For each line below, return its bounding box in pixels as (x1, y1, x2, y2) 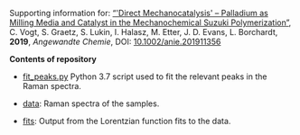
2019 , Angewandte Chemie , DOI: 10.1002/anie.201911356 (9, 36, 221, 47)
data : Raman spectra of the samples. (22, 98, 160, 109)
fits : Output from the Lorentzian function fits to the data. (22, 116, 231, 126)
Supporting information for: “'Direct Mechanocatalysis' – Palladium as (9, 8, 268, 18)
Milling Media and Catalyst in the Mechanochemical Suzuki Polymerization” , (9, 17, 292, 28)
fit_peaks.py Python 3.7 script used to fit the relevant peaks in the (22, 71, 267, 82)
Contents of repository (9, 54, 98, 64)
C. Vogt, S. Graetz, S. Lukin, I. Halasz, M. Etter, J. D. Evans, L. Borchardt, (9, 27, 278, 37)
